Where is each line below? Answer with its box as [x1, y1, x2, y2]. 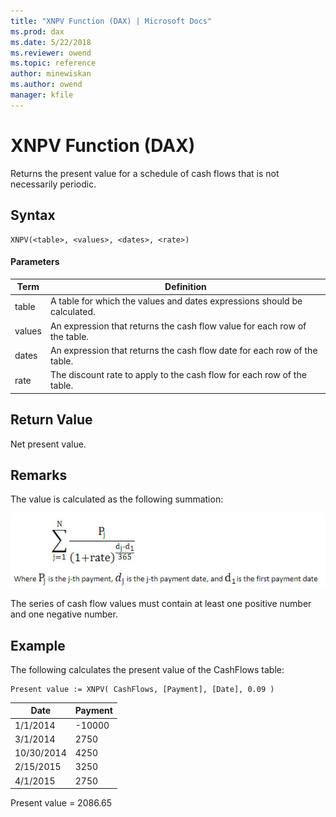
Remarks [10, 466, 68, 484]
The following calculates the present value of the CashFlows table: [10, 663, 285, 675]
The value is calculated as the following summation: [10, 493, 224, 505]
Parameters [10, 256, 60, 268]
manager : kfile [10, 90, 74, 100]
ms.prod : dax [10, 26, 65, 37]
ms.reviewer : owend [10, 48, 92, 58]
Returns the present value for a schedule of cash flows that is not [10, 167, 280, 179]
